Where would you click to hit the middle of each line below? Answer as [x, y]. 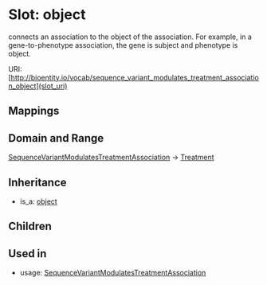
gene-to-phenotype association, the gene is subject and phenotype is [123, 45]
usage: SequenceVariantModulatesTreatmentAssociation [113, 273]
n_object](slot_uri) [38, 86]
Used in [27, 254]
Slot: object [47, 15]
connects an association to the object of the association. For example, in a [130, 37]
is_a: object [38, 201]
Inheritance [37, 182]
